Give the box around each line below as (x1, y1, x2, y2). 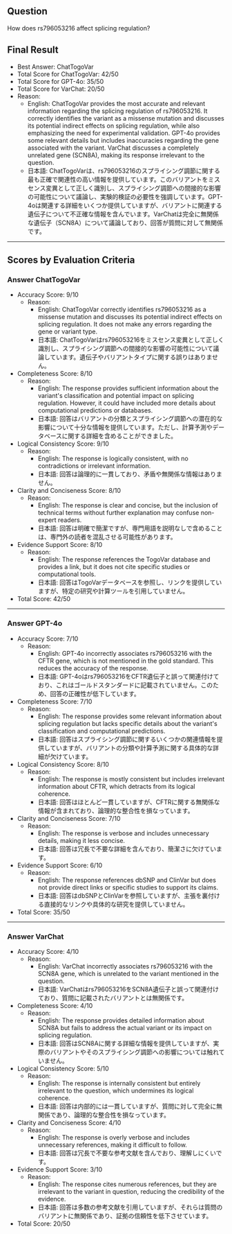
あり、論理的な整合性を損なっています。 (56, 1111, 171, 1119)
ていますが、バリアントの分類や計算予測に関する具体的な (49, 743, 213, 751)
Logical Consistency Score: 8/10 (17, 760, 109, 768)
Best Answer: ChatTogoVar (17, 62, 95, 71)
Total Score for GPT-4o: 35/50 (17, 77, 104, 85)
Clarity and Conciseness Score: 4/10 (17, 1118, 122, 1127)
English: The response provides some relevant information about (37, 712, 222, 720)
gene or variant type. (37, 327, 98, 336)
